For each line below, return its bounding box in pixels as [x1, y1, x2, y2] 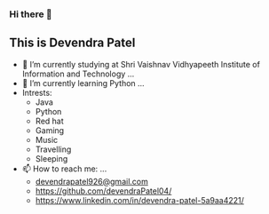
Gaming [35, 124, 65, 136]
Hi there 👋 [9, 8, 53, 20]
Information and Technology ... [21, 68, 135, 79]
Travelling [35, 144, 72, 155]
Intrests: [21, 87, 52, 98]
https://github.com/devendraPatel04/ [35, 186, 172, 196]
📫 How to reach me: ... [21, 163, 107, 174]
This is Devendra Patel [9, 36, 136, 51]
